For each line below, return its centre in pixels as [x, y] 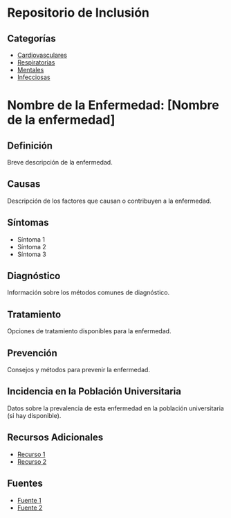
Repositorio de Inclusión [78, 13]
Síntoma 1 [31, 239]
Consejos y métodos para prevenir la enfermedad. [79, 370]
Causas [24, 184]
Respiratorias [36, 62]
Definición [30, 145]
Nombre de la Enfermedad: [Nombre [113, 105]
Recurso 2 [32, 461]
